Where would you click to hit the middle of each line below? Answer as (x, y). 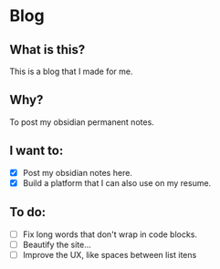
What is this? (47, 50)
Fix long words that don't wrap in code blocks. (110, 234)
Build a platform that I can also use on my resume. (117, 182)
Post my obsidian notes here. (77, 172)
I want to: (37, 151)
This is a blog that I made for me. (71, 71)
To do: (28, 212)
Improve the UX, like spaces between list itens (110, 254)
